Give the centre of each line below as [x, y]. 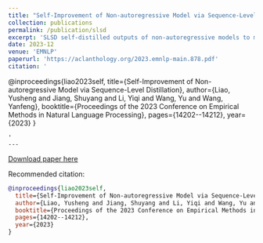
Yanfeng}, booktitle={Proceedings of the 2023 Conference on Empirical [124, 106]
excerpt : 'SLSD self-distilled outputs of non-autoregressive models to [129, 37]
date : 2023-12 [31, 45]
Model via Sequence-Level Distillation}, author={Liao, [144, 89]
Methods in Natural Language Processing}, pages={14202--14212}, [117, 114]
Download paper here [43, 158]
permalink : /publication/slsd [58, 30]
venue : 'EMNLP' [33, 52]
